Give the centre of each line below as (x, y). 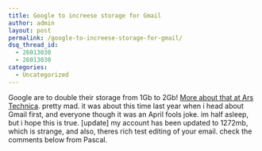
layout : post (30, 30)
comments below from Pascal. (58, 139)
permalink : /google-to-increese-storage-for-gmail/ (95, 38)
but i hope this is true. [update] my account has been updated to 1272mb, (128, 122)
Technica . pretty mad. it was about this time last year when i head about (126, 106)
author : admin (32, 23)
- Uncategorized (42, 75)
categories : (28, 68)
